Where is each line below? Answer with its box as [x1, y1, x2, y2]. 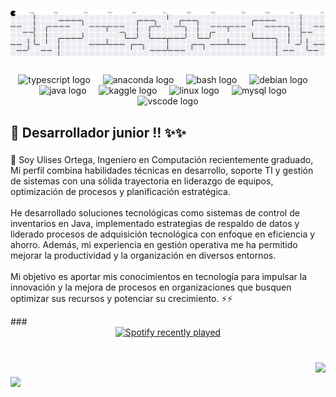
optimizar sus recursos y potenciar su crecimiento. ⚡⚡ [10, 293, 233, 305]
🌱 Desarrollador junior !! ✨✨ [10, 124, 187, 141]
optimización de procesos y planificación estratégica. [10, 186, 231, 198]
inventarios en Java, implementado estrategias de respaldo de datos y [10, 218, 300, 230]
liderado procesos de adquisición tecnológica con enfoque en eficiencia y [10, 228, 316, 240]
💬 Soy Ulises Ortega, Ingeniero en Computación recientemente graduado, [10, 154, 314, 166]
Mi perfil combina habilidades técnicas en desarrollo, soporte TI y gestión [10, 165, 314, 177]
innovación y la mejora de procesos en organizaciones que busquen [10, 281, 292, 294]
